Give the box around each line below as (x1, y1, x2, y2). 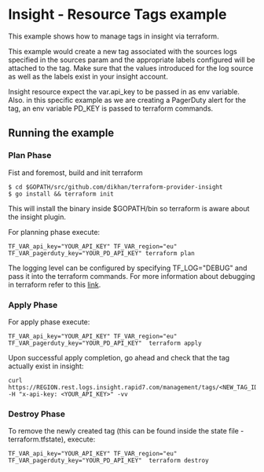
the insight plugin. (8, 212, 67, 221)
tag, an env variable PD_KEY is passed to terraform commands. (8, 104, 214, 113)
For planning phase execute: (8, 227, 101, 236)
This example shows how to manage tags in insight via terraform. (8, 31, 219, 41)
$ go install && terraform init (8, 190, 114, 198)
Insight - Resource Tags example (8, 5, 227, 24)
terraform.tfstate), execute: (8, 434, 96, 445)
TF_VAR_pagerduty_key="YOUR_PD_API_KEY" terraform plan (8, 249, 195, 257)
